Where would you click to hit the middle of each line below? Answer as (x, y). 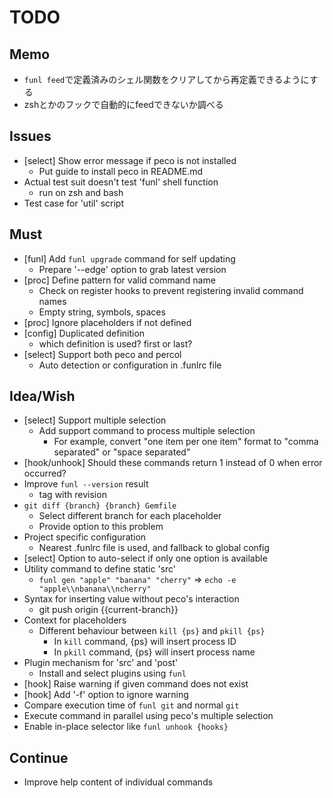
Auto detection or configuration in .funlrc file (130, 365)
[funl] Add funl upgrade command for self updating (129, 258)
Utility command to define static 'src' (100, 569)
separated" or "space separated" (122, 452)
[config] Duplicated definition (84, 333)
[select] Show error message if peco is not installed (130, 160)
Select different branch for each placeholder (130, 516)
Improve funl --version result (86, 484)
